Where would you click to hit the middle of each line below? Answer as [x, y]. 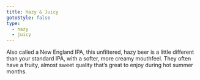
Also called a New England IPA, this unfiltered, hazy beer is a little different [100, 52]
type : [13, 23]
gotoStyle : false [28, 18]
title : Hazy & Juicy [33, 12]
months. [17, 71]
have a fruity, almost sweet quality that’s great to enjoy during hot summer [100, 65]
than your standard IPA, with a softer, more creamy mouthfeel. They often [99, 59]
